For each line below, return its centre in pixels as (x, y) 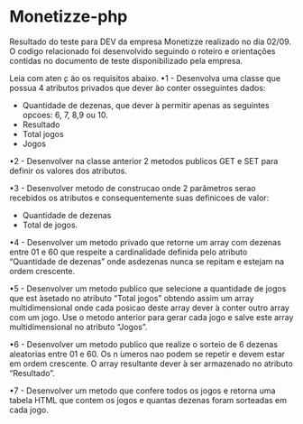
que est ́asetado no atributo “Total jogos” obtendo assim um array (132, 298)
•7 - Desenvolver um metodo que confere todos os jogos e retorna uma (142, 391)
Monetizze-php (69, 17)
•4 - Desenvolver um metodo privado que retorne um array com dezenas (145, 242)
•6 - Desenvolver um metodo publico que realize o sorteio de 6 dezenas (143, 344)
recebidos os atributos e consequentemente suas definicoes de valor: (139, 198)
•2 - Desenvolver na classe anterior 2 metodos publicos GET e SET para (144, 161)
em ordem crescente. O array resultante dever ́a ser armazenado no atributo (151, 364)
